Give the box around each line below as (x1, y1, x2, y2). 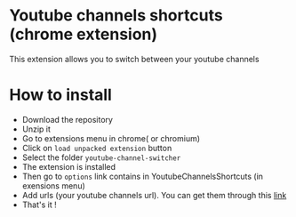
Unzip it (21, 124, 52, 134)
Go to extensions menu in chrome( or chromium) (21, 133, 201, 143)
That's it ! (21, 199, 58, 210)
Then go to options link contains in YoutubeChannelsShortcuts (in (21, 171, 264, 181)
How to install (9, 85, 113, 105)
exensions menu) (21, 180, 86, 191)
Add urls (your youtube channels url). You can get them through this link (21, 189, 287, 200)
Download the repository (21, 114, 114, 125)
